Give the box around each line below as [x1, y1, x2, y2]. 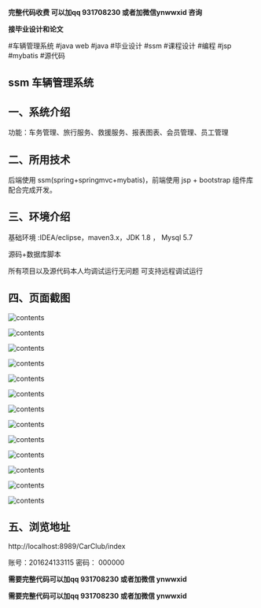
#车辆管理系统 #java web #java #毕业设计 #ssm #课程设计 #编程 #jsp [8, 41, 232, 50]
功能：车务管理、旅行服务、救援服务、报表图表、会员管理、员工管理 [8, 127, 229, 137]
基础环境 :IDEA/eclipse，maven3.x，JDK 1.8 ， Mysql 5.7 [8, 232, 193, 242]
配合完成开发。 [8, 185, 57, 195]
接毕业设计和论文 [8, 24, 64, 34]
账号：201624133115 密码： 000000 [8, 558, 125, 567]
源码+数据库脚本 [8, 249, 61, 259]
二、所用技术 [8, 153, 71, 166]
